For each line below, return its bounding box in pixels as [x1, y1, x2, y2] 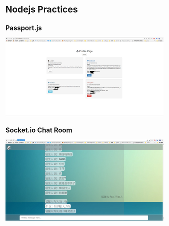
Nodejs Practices [5, 4, 78, 15]
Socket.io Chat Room [5, 126, 73, 134]
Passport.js [5, 24, 42, 32]
